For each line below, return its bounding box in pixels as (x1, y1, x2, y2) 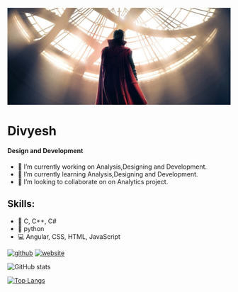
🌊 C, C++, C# (17, 217, 57, 225)
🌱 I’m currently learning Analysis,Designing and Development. (17, 169, 198, 178)
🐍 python (17, 224, 45, 232)
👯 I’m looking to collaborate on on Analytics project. (17, 177, 169, 186)
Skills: (7, 198, 35, 210)
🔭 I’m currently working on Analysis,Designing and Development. (17, 162, 208, 171)
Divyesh (7, 123, 57, 139)
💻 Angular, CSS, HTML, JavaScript (17, 232, 120, 241)
